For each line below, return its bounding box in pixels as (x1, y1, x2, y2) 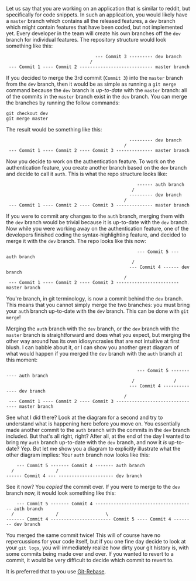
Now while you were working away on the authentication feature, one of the (6, 225, 189, 232)
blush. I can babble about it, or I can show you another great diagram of (6, 344, 179, 351)
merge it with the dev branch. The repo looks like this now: (6, 238, 146, 244)
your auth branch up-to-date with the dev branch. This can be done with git (6, 308, 189, 315)
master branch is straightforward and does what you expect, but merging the (6, 332, 191, 338)
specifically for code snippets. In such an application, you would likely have (6, 11, 188, 18)
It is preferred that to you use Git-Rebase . (6, 568, 106, 575)
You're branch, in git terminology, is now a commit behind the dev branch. (6, 295, 183, 302)
